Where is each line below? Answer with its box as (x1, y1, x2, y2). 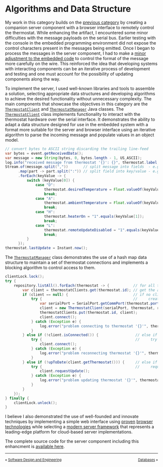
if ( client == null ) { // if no (22, 292, 151, 297)
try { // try (31, 337, 158, 342)
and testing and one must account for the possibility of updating (5, 71, 133, 77)
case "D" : (35, 182, 55, 187)
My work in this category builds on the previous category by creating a (5, 19, 147, 25)
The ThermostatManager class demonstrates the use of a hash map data (5, 255, 147, 260)
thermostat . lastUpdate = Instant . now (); (5, 246, 88, 251)
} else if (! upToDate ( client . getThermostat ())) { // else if (22, 360, 158, 365)
